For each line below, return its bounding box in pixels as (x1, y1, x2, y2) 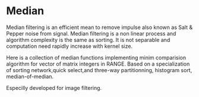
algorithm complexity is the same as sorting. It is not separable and (6, 36, 170, 43)
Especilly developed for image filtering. (6, 84, 102, 91)
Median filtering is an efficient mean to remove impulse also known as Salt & (6, 24, 193, 31)
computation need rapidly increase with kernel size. (6, 43, 132, 50)
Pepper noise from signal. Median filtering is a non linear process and (6, 30, 176, 37)
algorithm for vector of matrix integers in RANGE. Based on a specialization (6, 60, 190, 67)
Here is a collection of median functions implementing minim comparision (6, 54, 187, 61)
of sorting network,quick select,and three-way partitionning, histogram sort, (6, 66, 192, 73)
